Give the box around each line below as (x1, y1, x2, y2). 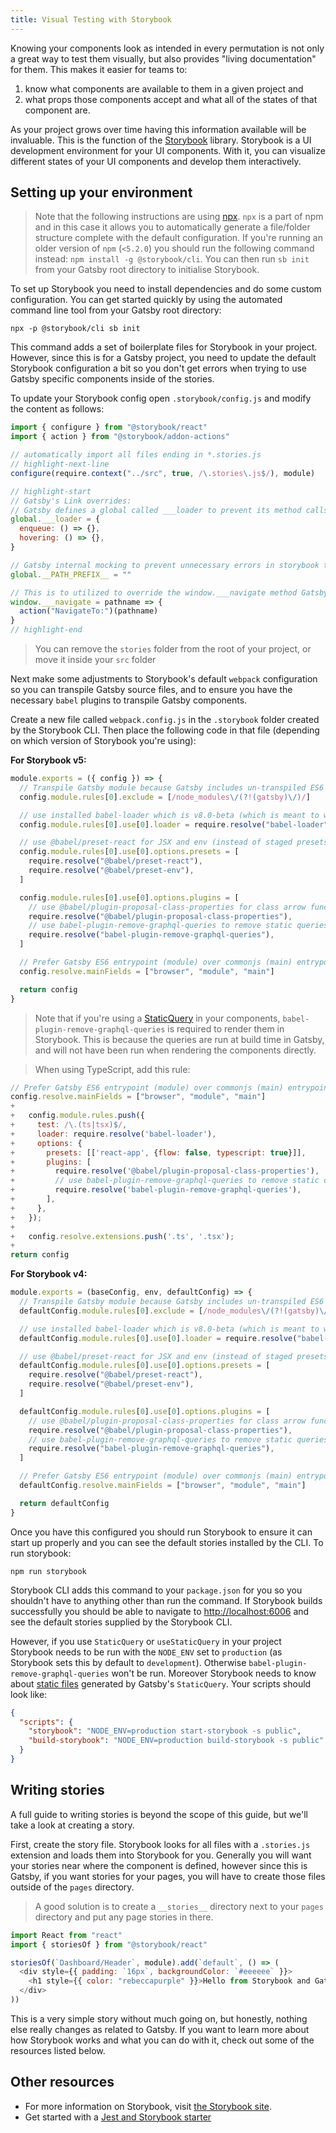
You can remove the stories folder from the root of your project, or (34, 643, 312, 655)
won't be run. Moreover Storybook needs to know (111, 1667, 317, 1679)
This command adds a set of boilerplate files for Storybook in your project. (10, 341, 318, 353)
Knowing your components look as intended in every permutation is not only (10, 42, 325, 54)
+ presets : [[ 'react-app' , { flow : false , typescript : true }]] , (10, 1147, 307, 1158)
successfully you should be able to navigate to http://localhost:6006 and (10, 1605, 310, 1617)
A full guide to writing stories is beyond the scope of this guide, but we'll (10, 1808, 308, 1820)
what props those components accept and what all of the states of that (24, 93, 318, 105)
